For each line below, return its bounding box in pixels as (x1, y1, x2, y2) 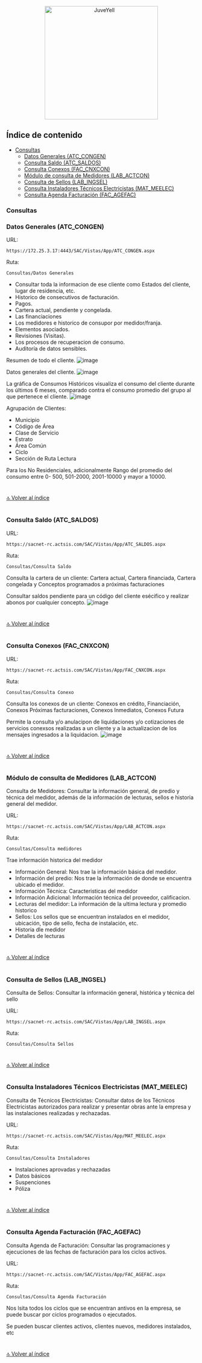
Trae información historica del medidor (6, 856, 103, 864)
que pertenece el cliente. (6, 393, 68, 400)
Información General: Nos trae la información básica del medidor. (14, 868, 177, 876)
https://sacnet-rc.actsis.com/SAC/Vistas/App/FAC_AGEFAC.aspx (6, 1271, 166, 1278)
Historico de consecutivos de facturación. (14, 294, 119, 301)
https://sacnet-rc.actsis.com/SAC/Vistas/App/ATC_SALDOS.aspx (6, 541, 166, 547)
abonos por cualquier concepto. (6, 598, 86, 606)
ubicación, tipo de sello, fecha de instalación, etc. (14, 919, 139, 927)
